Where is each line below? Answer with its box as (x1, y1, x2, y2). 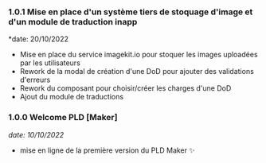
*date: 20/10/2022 (8, 34, 69, 44)
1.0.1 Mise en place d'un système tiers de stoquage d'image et (8, 6, 253, 17)
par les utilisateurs (19, 58, 81, 68)
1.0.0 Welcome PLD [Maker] (8, 112, 118, 123)
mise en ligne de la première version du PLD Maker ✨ (19, 146, 195, 155)
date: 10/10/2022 (8, 130, 65, 139)
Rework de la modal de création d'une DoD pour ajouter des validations (19, 67, 255, 76)
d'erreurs (19, 75, 51, 85)
